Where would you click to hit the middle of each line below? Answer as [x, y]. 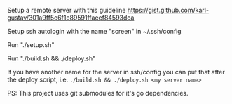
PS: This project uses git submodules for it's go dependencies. [98, 93]
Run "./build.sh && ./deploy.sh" [52, 58]
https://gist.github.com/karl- [168, 10]
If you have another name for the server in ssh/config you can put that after [116, 72]
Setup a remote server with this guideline [67, 10]
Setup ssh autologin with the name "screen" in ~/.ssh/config [94, 31]
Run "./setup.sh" [31, 45]
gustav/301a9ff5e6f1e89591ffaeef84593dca [71, 18]
